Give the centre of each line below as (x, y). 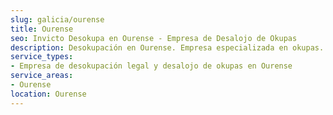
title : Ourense (42, 29)
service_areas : (42, 76)
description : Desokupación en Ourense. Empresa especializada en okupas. (167, 47)
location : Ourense (48, 94)
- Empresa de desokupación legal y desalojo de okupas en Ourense (151, 66)
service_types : (42, 57)
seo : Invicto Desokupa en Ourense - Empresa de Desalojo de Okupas (154, 38)
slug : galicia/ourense (57, 19)
